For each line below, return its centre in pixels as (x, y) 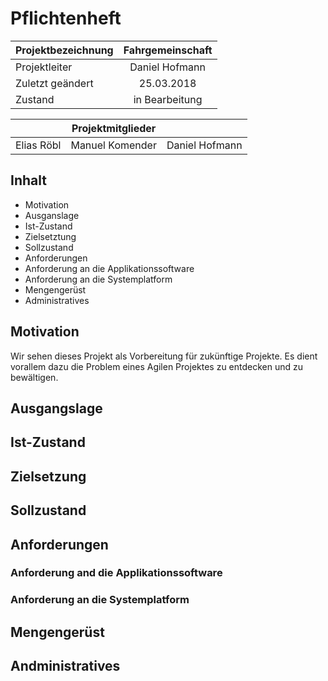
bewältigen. (34, 377)
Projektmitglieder (114, 128)
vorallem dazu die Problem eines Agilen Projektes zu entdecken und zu (157, 366)
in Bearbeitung (168, 99)
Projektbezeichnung (64, 50)
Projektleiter (44, 67)
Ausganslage (52, 215)
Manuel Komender (113, 145)
